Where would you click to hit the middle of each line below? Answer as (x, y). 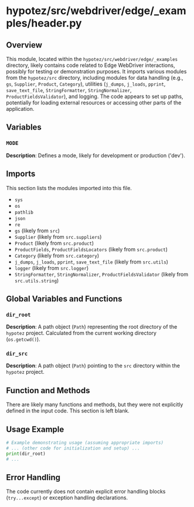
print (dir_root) (26, 454)
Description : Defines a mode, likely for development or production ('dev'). (96, 155)
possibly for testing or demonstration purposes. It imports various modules (96, 71)
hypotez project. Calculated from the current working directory (81, 333)
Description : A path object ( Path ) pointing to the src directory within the (93, 366)
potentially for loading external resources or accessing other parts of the (94, 103)
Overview (24, 45)
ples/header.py (44, 23)
